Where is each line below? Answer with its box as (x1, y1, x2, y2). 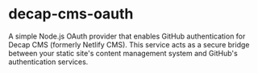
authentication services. (8, 57, 89, 67)
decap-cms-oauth (8, 5, 134, 23)
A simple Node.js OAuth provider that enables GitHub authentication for (8, 31, 246, 41)
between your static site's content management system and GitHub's (8, 48, 238, 58)
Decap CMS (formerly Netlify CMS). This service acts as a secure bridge (8, 39, 250, 49)
